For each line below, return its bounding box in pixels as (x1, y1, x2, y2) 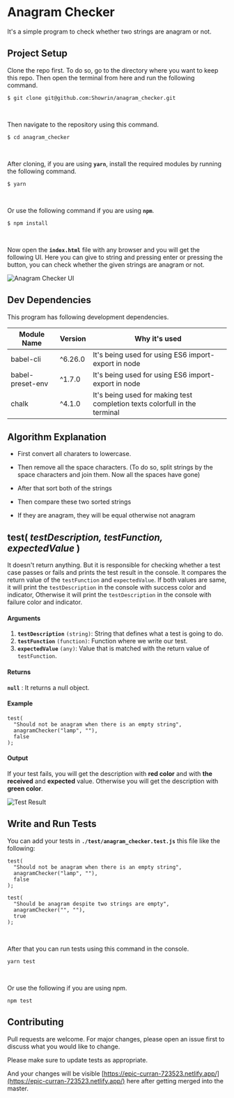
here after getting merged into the (126, 1076, 224, 1085)
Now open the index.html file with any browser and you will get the (7, 245, 201, 254)
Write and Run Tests (7, 818, 97, 830)
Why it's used (134, 333, 182, 343)
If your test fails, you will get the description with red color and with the (7, 770, 212, 777)
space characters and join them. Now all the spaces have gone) (17, 471, 201, 479)
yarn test (7, 958, 36, 965)
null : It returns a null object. (7, 683, 90, 691)
